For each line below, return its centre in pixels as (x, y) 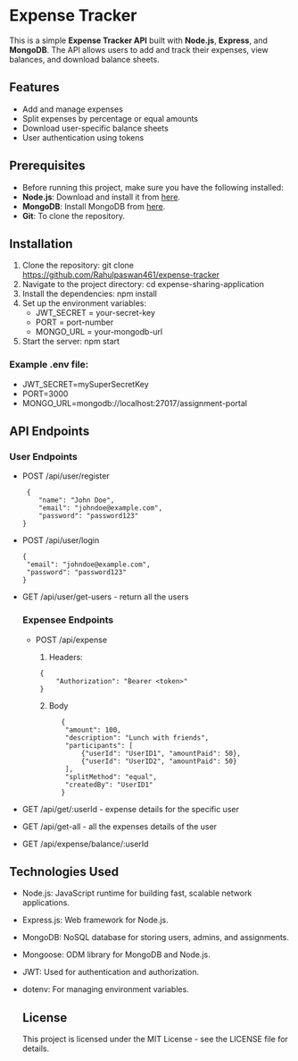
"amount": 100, (94, 730)
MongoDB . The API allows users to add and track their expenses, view (139, 49)
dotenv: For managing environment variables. (105, 989)
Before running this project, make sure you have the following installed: (153, 187)
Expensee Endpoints (68, 620)
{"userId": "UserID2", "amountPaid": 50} (159, 761)
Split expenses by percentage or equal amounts (110, 118)
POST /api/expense (71, 640)
